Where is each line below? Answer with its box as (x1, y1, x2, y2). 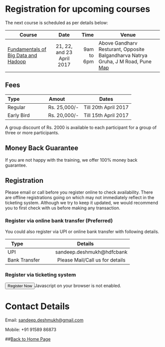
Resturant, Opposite (98, 46, 145, 53)
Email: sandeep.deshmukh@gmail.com (5, 317, 83, 323)
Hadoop (7, 58, 26, 65)
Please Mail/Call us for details (57, 257, 126, 263)
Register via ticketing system (5, 271, 76, 278)
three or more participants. (5, 129, 59, 136)
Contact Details (5, 301, 70, 312)
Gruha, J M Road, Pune (98, 58, 152, 65)
